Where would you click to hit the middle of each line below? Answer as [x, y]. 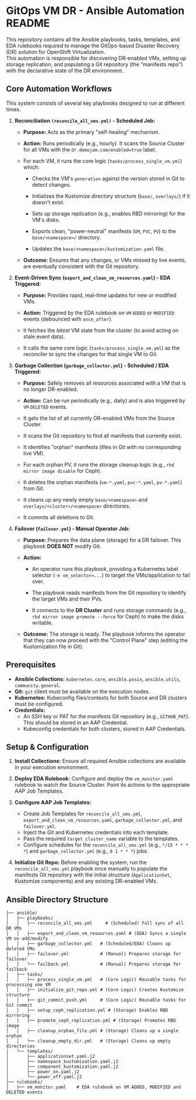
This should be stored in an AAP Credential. [76, 722]
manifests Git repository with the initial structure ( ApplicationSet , [93, 875]
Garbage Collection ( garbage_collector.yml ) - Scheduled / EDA [92, 365]
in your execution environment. [52, 767]
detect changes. [51, 184]
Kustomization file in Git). [53, 646]
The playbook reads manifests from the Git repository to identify [109, 592]
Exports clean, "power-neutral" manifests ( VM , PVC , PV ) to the [104, 231]
